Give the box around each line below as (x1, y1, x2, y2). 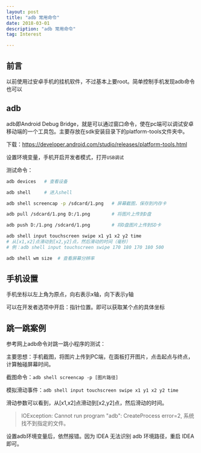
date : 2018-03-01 (6, 20, 50, 26)
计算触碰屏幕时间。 (6, 361, 54, 368)
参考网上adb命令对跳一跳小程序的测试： (6, 340, 106, 348)
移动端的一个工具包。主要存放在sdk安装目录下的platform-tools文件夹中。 (6, 128, 188, 135)
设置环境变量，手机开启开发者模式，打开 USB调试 (6, 153, 124, 160)
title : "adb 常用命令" (6, 15, 60, 21)
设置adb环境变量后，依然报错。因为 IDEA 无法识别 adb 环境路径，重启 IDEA (6, 432, 194, 440)
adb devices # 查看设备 (6, 178, 68, 185)
